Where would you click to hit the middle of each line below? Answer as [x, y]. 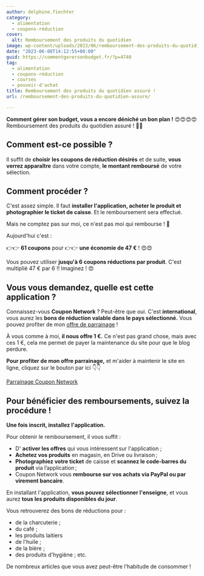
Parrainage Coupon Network [42, 382]
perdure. [17, 349]
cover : [15, 35]
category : [19, 18]
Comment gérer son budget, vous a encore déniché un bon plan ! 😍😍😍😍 [102, 119]
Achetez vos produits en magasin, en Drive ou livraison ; [86, 455]
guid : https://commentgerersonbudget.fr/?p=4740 [69, 57]
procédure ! [29, 410]
